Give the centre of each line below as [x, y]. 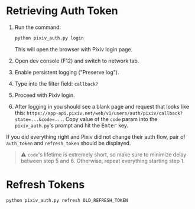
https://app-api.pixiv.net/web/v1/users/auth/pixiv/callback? [105, 113]
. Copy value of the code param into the [110, 119]
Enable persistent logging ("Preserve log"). [67, 72]
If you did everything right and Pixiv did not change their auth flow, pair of [96, 136]
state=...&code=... [39, 119]
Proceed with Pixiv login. [45, 95]
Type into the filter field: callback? [56, 83]
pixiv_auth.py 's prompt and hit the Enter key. [71, 125]
